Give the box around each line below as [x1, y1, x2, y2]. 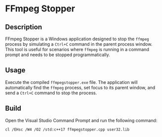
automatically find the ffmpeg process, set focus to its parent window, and [5, 84, 156, 90]
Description [5, 23, 42, 31]
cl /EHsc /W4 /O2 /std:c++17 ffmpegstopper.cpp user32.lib [5, 127, 130, 132]
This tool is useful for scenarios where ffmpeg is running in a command [5, 47, 150, 52]
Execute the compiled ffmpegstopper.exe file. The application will [5, 79, 138, 85]
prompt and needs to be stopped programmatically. [5, 52, 110, 58]
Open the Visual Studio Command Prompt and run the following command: [5, 117, 158, 123]
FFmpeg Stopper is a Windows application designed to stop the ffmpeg [5, 36, 150, 42]
